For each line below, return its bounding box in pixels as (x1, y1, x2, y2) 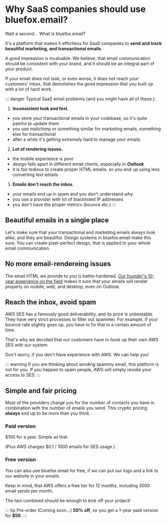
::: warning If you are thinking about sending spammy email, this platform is (5, 361, 159, 367)
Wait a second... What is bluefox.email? (5, 30, 85, 36)
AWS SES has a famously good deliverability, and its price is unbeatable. (5, 311, 154, 317)
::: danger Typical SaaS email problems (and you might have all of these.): (5, 96, 156, 102)
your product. (5, 66, 33, 72)
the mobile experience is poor (12, 156, 74, 162)
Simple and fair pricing (5, 386, 77, 395)
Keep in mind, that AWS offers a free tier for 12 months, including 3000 (5, 483, 150, 489)
